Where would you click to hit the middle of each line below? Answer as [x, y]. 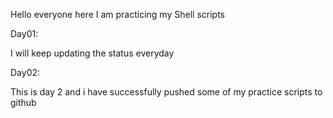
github [23, 102]
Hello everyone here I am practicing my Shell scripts [117, 14]
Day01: [24, 33]
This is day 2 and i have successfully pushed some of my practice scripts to [166, 92]
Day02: [25, 72]
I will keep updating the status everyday [92, 53]
